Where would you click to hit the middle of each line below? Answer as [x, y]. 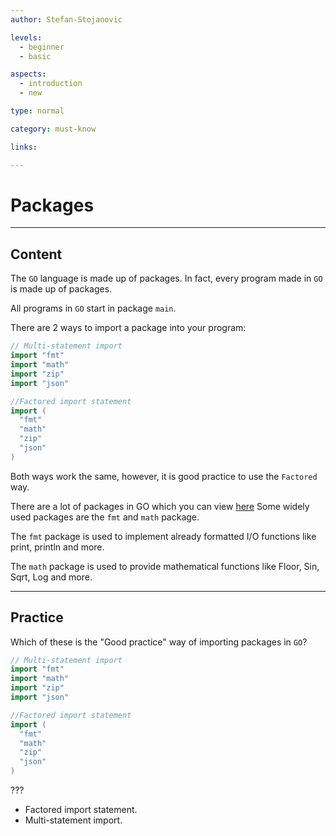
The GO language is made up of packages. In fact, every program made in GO [166, 278]
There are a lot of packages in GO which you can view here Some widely [160, 506]
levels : [26, 37]
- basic [35, 56]
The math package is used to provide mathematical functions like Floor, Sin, [165, 566]
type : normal [37, 111]
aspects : [28, 74]
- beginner [42, 47]
